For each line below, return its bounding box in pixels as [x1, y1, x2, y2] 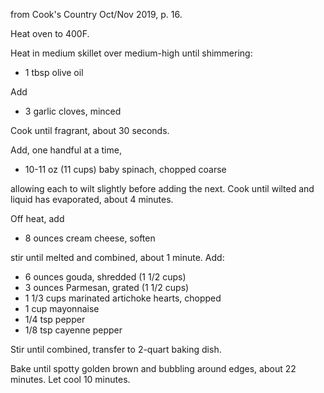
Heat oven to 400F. [10, 28, 90, 39]
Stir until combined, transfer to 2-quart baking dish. [10, 344, 222, 355]
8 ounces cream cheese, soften [24, 232, 156, 244]
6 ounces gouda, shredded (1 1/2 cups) [24, 271, 187, 283]
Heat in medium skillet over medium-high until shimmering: [10, 47, 253, 59]
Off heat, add [10, 213, 65, 224]
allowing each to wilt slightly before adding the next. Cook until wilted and [10, 183, 315, 194]
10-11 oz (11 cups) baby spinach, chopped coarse [24, 164, 227, 175]
